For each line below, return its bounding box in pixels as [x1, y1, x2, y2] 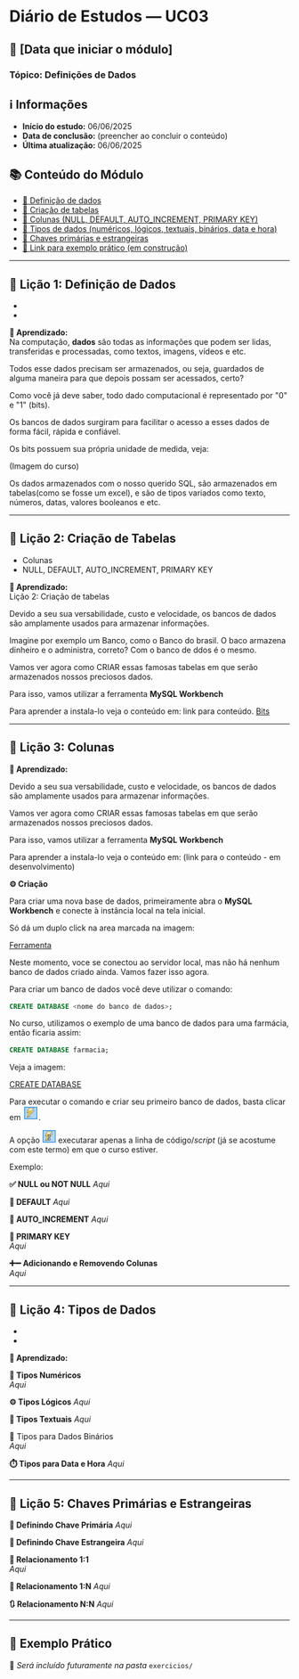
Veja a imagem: [9, 1062, 66, 1073]
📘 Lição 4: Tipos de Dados [9, 1302, 157, 1317]
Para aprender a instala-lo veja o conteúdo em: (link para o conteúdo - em [9, 851, 281, 862]
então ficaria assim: [9, 1028, 82, 1038]
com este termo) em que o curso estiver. [9, 1144, 158, 1155]
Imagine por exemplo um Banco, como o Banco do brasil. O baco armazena [9, 635, 287, 645]
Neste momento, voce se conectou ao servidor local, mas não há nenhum [9, 956, 280, 968]
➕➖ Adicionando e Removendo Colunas [9, 1258, 158, 1269]
